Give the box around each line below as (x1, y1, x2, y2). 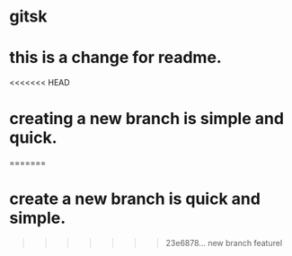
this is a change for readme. (9, 48, 222, 68)
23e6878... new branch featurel (165, 238, 283, 248)
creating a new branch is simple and (9, 109, 285, 129)
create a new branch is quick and (9, 189, 261, 209)
